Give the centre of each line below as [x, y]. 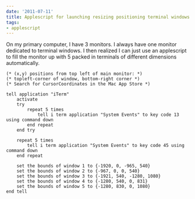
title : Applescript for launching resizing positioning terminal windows [98, 17]
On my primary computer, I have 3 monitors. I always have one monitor [91, 44]
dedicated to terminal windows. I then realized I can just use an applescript [96, 51]
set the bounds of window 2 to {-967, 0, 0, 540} [78, 171]
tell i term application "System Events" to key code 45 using [106, 146]
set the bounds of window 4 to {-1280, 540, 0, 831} [82, 181]
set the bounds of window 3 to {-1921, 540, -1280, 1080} [89, 176]
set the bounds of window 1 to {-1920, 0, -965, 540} [83, 166]
